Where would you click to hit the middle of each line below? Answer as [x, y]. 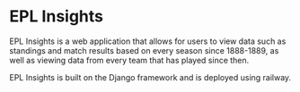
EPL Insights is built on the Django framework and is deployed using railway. [150, 77]
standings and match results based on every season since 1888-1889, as [144, 50]
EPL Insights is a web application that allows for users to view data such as [148, 41]
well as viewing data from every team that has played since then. [129, 60]
